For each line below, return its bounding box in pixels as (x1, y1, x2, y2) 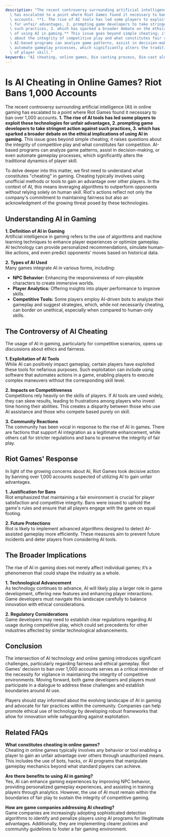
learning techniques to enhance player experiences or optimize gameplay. (5, 239, 160, 245)
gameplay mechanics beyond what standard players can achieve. (5, 763, 142, 770)
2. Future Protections (5, 520, 51, 526)
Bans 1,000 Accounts (5, 87, 97, 99)
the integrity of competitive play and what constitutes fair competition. (5, 141, 152, 148)
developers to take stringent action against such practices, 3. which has (5, 125, 160, 132)
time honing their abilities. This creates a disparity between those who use (5, 403, 160, 409)
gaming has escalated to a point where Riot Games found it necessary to (5, 110, 157, 116)
